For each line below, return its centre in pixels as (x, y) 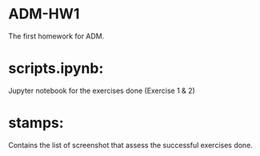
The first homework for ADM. (56, 36)
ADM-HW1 (44, 14)
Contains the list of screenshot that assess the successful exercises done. (131, 145)
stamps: (36, 123)
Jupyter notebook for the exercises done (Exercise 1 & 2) (102, 90)
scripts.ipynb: (56, 68)
